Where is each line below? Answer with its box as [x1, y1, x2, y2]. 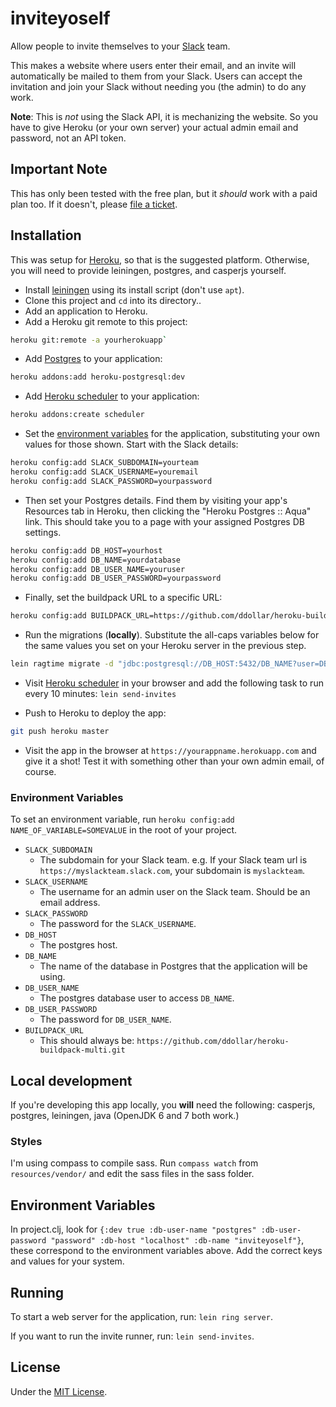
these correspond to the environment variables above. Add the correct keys [10, 1245, 323, 1257]
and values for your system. [10, 1255, 125, 1267]
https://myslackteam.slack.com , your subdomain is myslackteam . [39, 865, 306, 877]
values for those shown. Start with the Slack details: [24, 438, 239, 451]
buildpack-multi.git [39, 1045, 126, 1056]
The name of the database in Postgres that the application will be [39, 960, 308, 972]
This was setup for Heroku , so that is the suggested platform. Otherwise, [10, 253, 310, 266]
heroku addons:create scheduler [10, 410, 145, 420]
